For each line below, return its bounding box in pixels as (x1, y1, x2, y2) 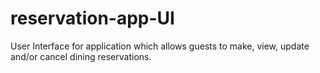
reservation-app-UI (10, 7, 175, 30)
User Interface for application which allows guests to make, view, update (10, 40, 310, 52)
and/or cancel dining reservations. (10, 50, 152, 62)
